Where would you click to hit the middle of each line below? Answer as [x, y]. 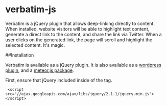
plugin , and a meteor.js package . [40, 70]
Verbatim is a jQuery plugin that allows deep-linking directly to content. [80, 23]
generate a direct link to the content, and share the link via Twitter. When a [83, 34]
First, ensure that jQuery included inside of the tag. [59, 80]
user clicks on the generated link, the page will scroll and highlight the [79, 40]
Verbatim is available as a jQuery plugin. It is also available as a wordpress [83, 65]
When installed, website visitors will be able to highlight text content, [77, 29]
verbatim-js [31, 9]
